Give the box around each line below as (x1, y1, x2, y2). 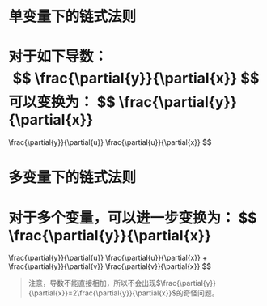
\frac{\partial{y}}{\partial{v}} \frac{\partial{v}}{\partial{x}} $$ (8, 261, 212, 271)
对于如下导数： (8, 48, 108, 66)
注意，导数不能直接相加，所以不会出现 (28, 278, 156, 288)
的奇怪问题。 (176, 288, 219, 298)
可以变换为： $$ (8, 93, 116, 112)
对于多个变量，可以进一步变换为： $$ (8, 208, 257, 227)
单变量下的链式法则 (8, 7, 137, 26)
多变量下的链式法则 (8, 168, 137, 187)
